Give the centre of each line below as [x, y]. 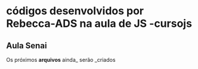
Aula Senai [27, 46]
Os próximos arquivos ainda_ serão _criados [61, 60]
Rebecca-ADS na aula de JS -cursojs [99, 23]
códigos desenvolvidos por [75, 11]
